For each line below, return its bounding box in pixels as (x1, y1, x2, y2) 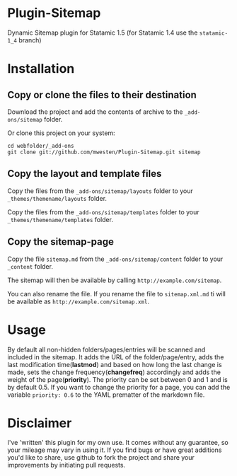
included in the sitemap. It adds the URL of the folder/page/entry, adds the (7, 352, 224, 361)
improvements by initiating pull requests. (7, 461, 126, 470)
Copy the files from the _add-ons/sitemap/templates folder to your (7, 207, 200, 216)
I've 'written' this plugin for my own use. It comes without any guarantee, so (7, 439, 229, 447)
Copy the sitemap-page (7, 236, 115, 248)
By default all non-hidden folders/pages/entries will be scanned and (7, 345, 206, 354)
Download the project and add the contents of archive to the (7, 108, 183, 116)
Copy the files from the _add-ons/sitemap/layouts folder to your (7, 186, 193, 195)
